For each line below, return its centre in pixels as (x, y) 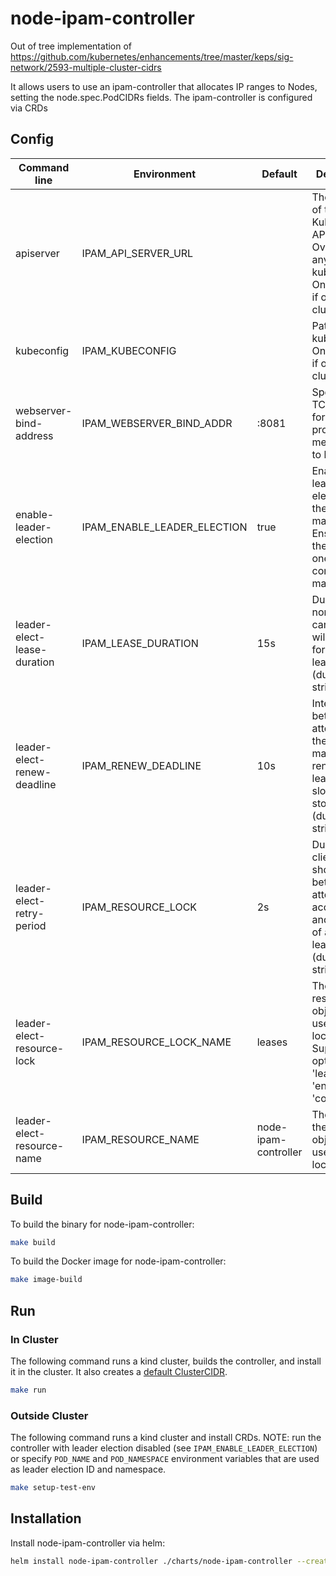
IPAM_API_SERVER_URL (137, 253)
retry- (30, 913)
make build (33, 1242)
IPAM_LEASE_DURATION (140, 643)
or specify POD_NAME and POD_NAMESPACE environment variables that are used (165, 1459)
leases (272, 1042)
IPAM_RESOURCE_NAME (140, 1139)
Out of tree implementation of (71, 46)
